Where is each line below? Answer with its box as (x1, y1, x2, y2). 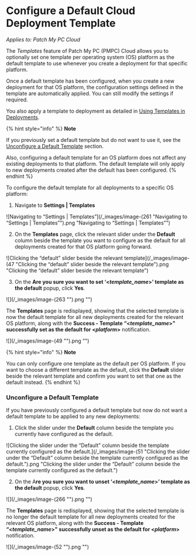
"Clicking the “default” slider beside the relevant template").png (15, 260, 169, 267)
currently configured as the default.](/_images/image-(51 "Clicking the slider (6, 448, 190, 455)
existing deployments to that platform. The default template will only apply (6, 160, 185, 167)
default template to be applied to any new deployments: (6, 413, 140, 420)
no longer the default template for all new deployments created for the (6, 513, 176, 520)
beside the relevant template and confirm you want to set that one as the (6, 372, 181, 379)
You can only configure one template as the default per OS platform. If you (6, 360, 186, 367)
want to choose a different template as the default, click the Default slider (6, 366, 184, 373)
